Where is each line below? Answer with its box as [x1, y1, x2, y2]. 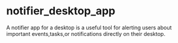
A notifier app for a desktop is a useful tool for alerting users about [6, 24, 172, 31]
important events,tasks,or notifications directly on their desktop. [6, 30, 166, 37]
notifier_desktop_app [6, 4, 116, 18]
